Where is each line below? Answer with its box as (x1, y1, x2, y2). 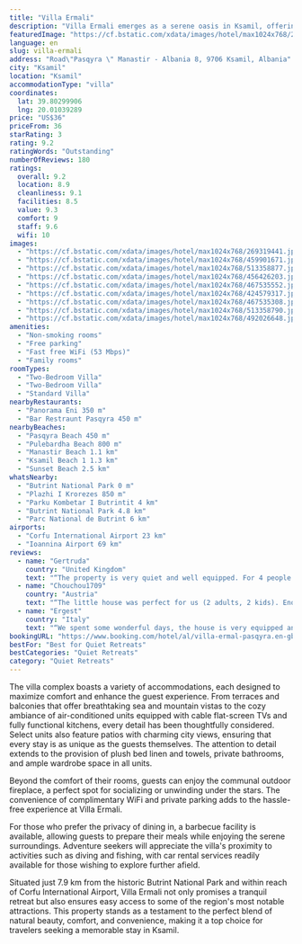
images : (9, 239, 39, 248)
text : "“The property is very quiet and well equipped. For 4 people (25, 573, 292, 583)
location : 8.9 (17, 181, 70, 190)
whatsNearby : (9, 473, 58, 482)
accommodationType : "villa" (9, 80, 115, 89)
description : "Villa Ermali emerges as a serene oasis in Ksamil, (9, 22, 263, 31)
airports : (9, 523, 47, 532)
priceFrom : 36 (9, 122, 63, 131)
